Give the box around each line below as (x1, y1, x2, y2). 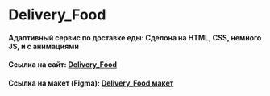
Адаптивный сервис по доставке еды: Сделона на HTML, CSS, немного (8, 32, 262, 42)
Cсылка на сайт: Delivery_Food (8, 60, 118, 69)
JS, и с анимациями (8, 41, 79, 51)
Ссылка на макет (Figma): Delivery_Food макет (8, 78, 174, 88)
